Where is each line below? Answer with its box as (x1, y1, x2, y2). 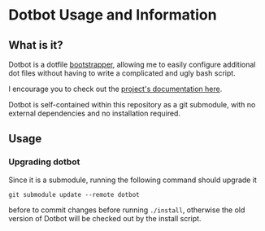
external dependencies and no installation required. (8, 108, 181, 118)
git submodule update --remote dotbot (8, 190, 140, 198)
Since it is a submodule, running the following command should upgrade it (8, 175, 258, 185)
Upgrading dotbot (8, 156, 80, 168)
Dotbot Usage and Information (8, 6, 217, 24)
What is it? (8, 38, 63, 52)
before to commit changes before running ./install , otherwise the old (8, 205, 245, 215)
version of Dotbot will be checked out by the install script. (8, 213, 202, 223)
